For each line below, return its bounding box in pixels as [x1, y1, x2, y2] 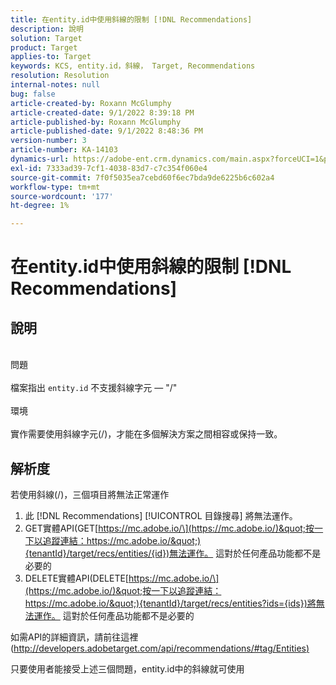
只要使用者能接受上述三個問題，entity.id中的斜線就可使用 [10, 662, 245, 675]
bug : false [10, 89, 56, 99]
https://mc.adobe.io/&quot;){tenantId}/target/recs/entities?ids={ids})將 [24, 597, 317, 609]
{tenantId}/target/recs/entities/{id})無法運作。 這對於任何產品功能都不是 [24, 547, 322, 559]
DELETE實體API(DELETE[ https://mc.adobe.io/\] [24, 572, 220, 584]
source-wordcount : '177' [10, 191, 114, 201]
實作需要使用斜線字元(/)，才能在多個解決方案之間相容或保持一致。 [10, 428, 283, 440]
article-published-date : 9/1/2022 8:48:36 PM [10, 126, 203, 136]
